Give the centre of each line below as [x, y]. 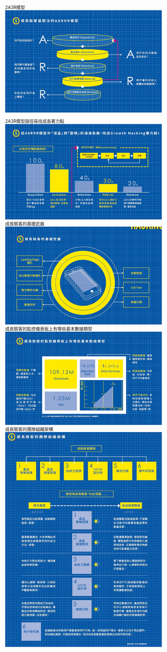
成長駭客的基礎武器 [25, 223]
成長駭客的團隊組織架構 [29, 429]
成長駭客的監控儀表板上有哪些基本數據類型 [49, 329]
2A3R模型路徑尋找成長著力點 [35, 121]
